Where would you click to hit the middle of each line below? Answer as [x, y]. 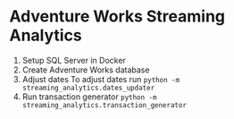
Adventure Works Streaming [117, 17]
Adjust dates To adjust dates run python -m [101, 79]
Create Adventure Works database [86, 70]
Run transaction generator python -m [89, 97]
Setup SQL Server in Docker [74, 60]
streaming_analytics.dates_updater [88, 88]
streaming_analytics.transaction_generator [104, 105]
